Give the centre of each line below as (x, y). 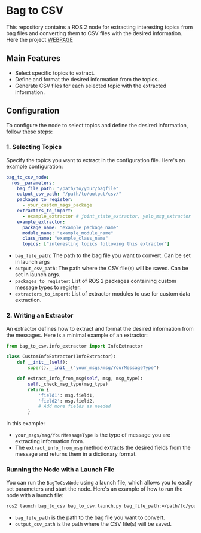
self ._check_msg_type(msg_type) (68, 384)
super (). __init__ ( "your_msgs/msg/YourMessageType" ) (94, 368)
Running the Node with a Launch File (60, 470)
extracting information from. (49, 441)
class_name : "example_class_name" (65, 239)
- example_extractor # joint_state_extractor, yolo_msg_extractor (106, 216)
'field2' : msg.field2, (66, 401)
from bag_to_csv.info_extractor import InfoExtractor (75, 346)
